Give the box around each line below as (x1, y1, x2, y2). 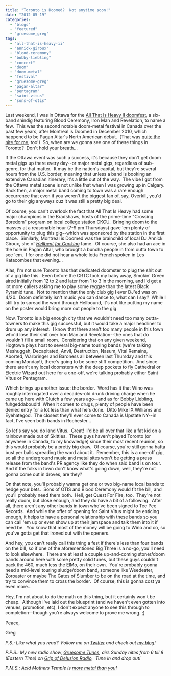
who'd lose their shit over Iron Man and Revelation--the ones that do (5, 332, 149, 338)
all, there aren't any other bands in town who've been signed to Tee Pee (5, 503, 157, 509)
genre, (5, 166, 19, 172)
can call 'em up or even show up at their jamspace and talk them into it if (5, 519, 158, 525)
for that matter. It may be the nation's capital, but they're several (20, 166, 157, 172)
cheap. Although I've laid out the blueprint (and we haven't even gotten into (5, 599, 165, 605)
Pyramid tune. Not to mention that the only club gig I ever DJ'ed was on (5, 289, 157, 295)
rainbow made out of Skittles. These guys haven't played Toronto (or (5, 433, 151, 439)
